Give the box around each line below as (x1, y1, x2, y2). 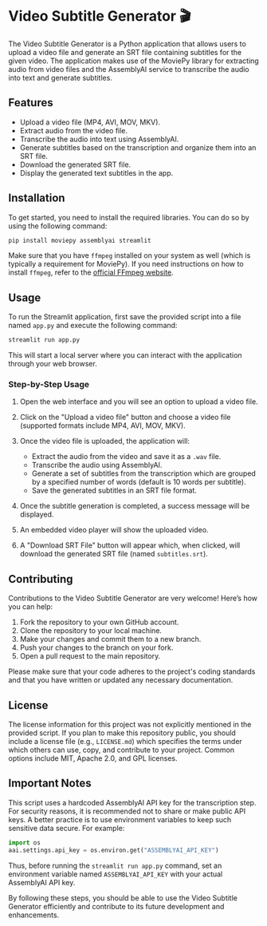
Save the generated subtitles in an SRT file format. (31, 485, 198, 496)
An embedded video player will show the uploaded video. (19, 525, 209, 535)
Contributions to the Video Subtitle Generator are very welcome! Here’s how (8, 593, 257, 603)
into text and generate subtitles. (8, 73, 113, 82)
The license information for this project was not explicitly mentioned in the (8, 720, 252, 730)
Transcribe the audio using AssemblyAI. (31, 461, 163, 470)
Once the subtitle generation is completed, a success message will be (19, 501, 250, 511)
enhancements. (8, 910, 60, 920)
